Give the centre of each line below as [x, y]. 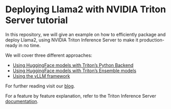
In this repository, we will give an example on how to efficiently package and [86, 34]
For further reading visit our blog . [40, 86]
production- [152, 40]
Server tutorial [36, 20]
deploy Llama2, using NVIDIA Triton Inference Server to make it [72, 40]
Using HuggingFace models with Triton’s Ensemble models [75, 71]
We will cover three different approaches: [49, 55]
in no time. [30, 45]
